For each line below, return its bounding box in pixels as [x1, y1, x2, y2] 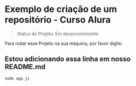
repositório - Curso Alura [5, 14, 111, 25]
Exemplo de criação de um [5, 3, 117, 15]
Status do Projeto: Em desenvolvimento [17, 30, 99, 36]
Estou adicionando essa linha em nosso [5, 55, 131, 63]
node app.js [5, 76, 30, 81]
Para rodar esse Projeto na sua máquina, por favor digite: [5, 40, 123, 46]
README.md [5, 62, 46, 71]
